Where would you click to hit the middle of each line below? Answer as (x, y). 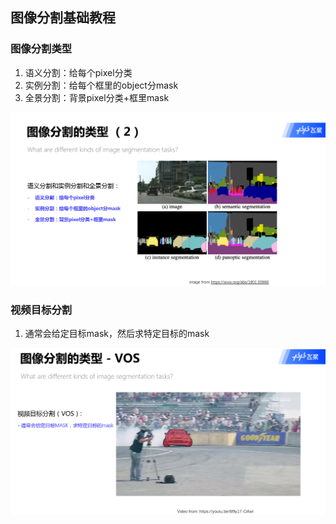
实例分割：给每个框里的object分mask (101, 85)
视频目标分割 (41, 310)
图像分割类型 (41, 49)
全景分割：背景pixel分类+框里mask (97, 97)
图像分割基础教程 (63, 18)
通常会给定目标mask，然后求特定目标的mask (117, 334)
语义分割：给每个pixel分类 (78, 72)
